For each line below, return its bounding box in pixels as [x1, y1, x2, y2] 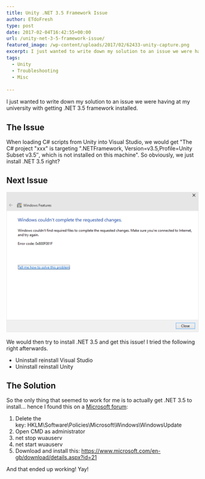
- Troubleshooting [12, 68, 59, 74]
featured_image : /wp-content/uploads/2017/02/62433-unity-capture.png [6, 42, 190, 48]
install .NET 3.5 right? [6, 158, 60, 165]
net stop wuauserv [15, 435, 63, 442]
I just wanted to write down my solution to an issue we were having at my [6, 98, 190, 105]
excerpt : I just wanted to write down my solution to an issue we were [6, 49, 192, 55]
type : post [6, 23, 34, 29]
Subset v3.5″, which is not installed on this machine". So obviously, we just [6, 151, 194, 158]
